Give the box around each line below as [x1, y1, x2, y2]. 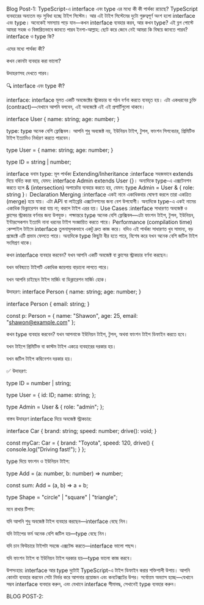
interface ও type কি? [6, 33, 55, 40]
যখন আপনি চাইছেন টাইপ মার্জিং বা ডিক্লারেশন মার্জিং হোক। [6, 276, 108, 283]
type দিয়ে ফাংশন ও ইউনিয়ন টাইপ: [6, 457, 70, 465]
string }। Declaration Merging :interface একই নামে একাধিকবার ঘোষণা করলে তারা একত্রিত [6, 191, 192, 198]
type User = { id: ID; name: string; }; [6, 391, 97, 399]
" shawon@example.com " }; [6, 318, 76, 326]
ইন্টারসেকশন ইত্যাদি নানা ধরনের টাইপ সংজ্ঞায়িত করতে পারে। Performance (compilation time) [6, 219, 192, 225]
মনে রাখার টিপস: [6, 505, 35, 513]
